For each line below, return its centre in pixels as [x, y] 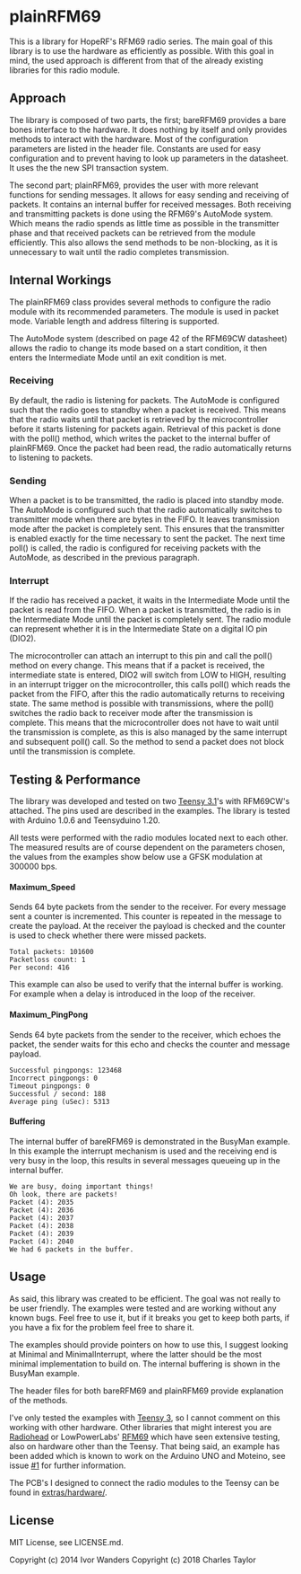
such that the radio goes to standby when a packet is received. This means [148, 410]
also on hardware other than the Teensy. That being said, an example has [145, 1446]
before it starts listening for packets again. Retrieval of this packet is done [145, 429]
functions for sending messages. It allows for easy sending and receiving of [149, 194]
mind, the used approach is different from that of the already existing [137, 60]
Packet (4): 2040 [42, 1242]
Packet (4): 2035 [42, 1202]
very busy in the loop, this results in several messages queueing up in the [145, 1160]
